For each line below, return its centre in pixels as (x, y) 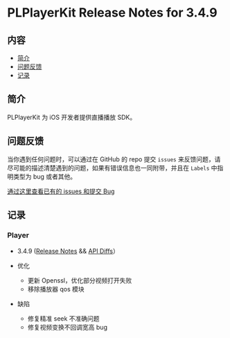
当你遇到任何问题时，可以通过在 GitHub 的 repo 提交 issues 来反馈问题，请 (114, 159)
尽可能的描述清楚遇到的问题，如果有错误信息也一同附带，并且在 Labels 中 (112, 168)
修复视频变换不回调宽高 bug (67, 328)
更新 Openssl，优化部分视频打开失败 (80, 281)
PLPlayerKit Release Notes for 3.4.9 (112, 13)
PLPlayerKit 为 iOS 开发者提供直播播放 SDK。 (72, 117)
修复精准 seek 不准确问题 (63, 319)
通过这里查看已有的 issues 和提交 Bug (61, 191)
